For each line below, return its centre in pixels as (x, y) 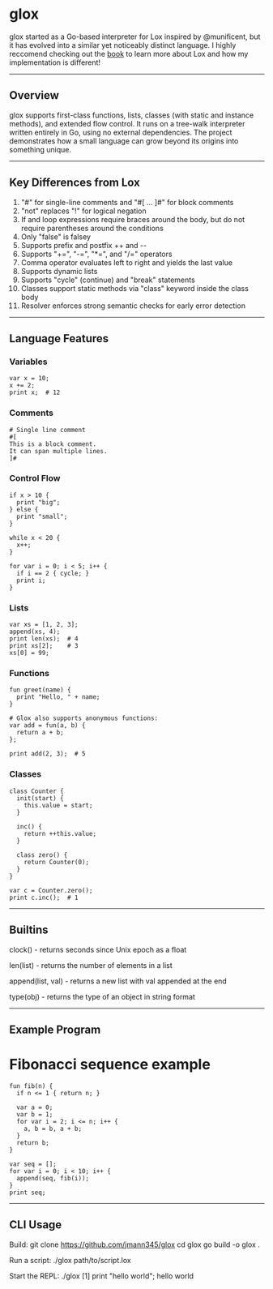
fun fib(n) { (31, 1086)
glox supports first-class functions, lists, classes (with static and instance (132, 115)
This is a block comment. (53, 444)
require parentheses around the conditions (92, 228)
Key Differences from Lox (75, 183)
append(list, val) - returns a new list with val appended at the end (118, 981)
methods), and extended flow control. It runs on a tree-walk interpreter (127, 123)
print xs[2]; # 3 (44, 646)
